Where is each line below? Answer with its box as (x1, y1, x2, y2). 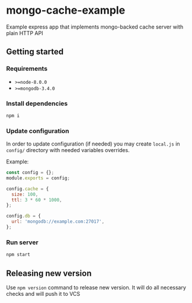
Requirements (6, 65, 48, 73)
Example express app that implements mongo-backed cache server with (6, 23, 184, 30)
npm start (6, 252, 31, 258)
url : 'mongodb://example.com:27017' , (11, 219, 105, 225)
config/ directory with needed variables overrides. (6, 147, 130, 154)
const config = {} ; (6, 170, 55, 176)
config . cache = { (6, 185, 49, 192)
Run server (6, 238, 39, 247)
